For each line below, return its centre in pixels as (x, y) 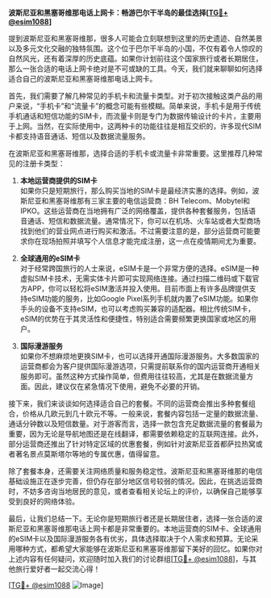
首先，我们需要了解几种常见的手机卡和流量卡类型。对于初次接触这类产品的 (132, 96)
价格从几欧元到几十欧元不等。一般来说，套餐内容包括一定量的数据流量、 (142, 414)
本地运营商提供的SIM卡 (58, 180)
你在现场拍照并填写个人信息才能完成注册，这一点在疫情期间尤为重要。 (144, 241)
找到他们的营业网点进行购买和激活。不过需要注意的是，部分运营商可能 (137, 231)
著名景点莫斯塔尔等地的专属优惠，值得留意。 (89, 454)
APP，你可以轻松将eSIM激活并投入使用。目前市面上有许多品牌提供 (138, 289)
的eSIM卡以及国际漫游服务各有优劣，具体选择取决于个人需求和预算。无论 (130, 539)
